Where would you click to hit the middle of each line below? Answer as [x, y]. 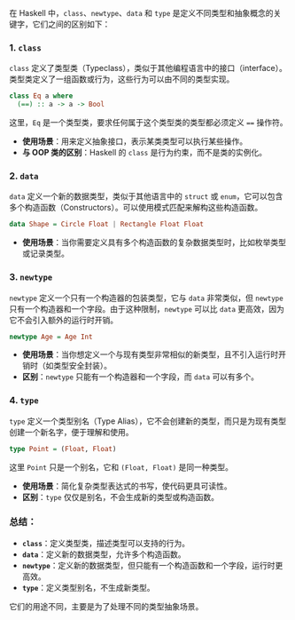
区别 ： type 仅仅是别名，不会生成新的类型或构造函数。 [120, 497]
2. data [24, 176]
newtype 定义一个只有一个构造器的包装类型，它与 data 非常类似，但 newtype [146, 298]
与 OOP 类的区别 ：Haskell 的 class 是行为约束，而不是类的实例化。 [144, 153]
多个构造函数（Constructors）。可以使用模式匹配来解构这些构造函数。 [136, 208]
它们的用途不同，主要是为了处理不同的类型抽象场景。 [106, 606]
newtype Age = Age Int [51, 337]
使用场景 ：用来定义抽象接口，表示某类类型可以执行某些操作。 [135, 141]
